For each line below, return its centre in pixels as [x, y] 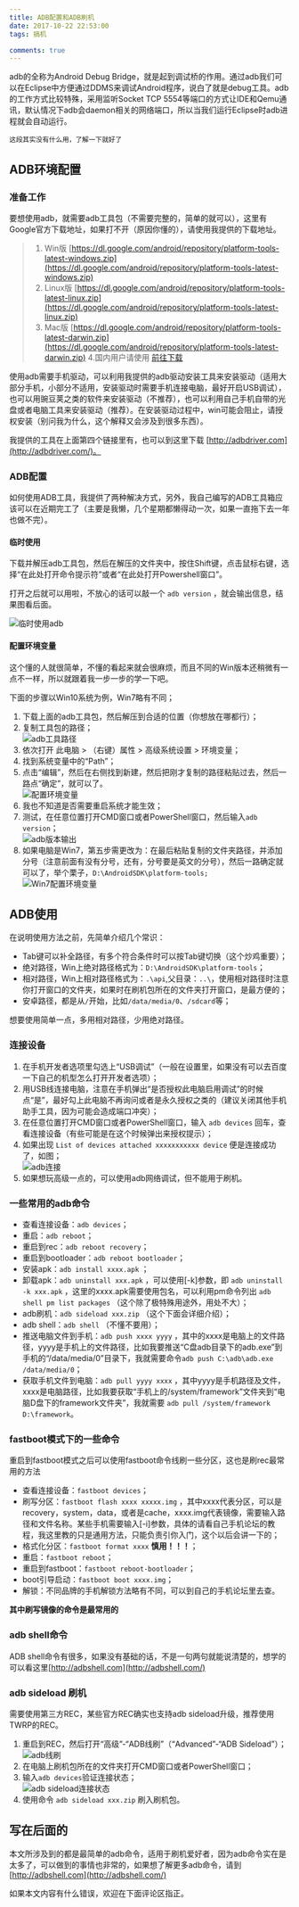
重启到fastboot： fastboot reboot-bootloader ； [109, 1569]
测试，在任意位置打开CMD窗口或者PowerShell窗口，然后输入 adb [140, 816]
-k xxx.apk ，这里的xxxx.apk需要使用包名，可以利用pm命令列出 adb [146, 1292]
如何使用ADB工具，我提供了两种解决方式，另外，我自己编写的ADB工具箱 [142, 498]
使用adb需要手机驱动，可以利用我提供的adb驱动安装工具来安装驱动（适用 [144, 376]
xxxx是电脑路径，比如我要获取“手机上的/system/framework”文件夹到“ [149, 1391]
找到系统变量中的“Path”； [69, 761]
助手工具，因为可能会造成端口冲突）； [90, 1110]
